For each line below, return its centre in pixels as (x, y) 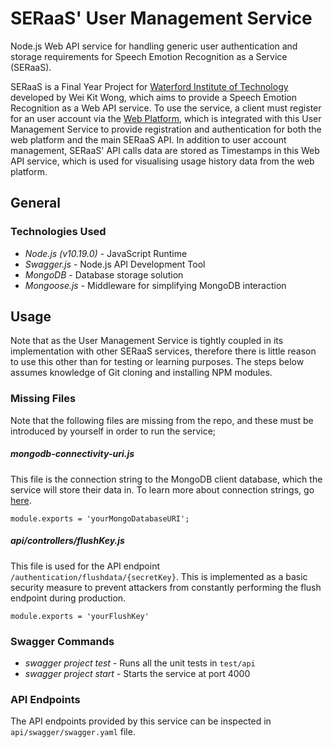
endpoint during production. (68, 598)
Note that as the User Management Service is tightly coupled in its (147, 341)
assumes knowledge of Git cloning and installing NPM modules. (141, 373)
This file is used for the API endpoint (85, 566)
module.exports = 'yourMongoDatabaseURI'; (100, 518)
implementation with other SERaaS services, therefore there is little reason (163, 351)
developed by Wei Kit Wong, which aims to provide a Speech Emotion (153, 97)
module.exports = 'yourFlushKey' (80, 616)
